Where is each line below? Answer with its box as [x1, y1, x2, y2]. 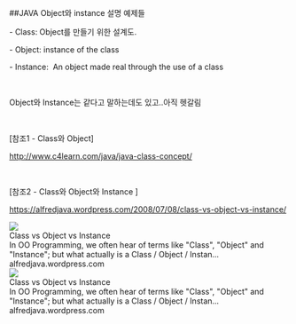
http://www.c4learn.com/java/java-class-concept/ [9, 151, 192, 162]
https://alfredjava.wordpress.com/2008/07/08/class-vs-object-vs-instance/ [9, 204, 287, 215]
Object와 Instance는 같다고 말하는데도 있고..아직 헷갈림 [9, 97, 202, 107]
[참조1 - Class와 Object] [9, 133, 95, 144]
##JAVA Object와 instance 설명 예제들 [9, 8, 145, 18]
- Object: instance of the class [9, 44, 120, 55]
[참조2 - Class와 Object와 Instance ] [9, 186, 139, 197]
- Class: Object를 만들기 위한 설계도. [9, 27, 137, 37]
